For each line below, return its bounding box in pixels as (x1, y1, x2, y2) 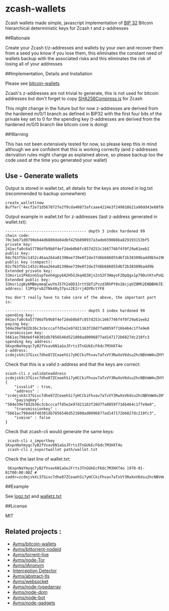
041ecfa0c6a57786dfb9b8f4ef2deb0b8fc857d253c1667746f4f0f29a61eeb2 (5, 317, 150, 322)
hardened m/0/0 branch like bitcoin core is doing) (5, 121, 108, 127)
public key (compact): (5, 260, 53, 265)
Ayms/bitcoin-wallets (12, 541, 57, 547)
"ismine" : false (14, 415, 51, 420)
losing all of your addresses (5, 61, 63, 67)
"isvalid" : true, (14, 384, 53, 389)
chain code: (5, 233, 30, 238)
